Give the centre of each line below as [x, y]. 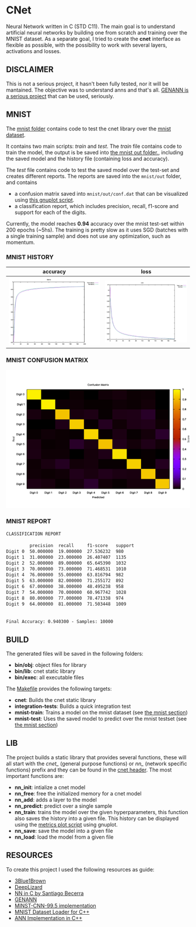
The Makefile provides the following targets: [59, 689]
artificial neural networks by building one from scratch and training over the [97, 32]
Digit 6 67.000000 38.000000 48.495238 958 [65, 587]
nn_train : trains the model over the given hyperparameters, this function [101, 812]
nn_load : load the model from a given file [64, 837]
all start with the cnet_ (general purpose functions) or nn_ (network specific [97, 763]
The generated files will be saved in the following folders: [75, 653]
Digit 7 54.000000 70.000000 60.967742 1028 [66, 593]
